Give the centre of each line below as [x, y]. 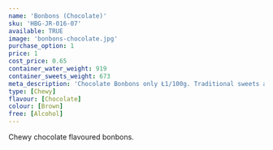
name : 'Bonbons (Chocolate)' [58, 16]
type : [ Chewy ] [32, 91]
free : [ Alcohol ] [36, 114]
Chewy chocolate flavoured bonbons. [71, 137]
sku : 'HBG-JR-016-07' [45, 24]
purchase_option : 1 [41, 46]
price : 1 [23, 54]
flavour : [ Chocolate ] [45, 99]
